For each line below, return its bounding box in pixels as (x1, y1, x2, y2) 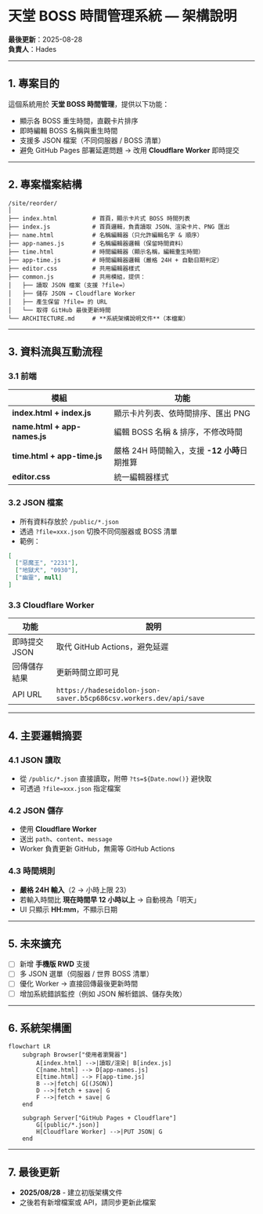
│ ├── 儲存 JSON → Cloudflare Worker (8, 290, 136, 297)
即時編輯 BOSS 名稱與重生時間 (19, 126, 118, 135)
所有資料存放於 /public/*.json (19, 516, 119, 526)
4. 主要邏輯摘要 (8, 729, 82, 742)
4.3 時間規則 (8, 866, 56, 877)
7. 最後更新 (8, 1165, 60, 1179)
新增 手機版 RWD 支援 (19, 959, 90, 969)
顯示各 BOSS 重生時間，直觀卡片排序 (19, 115, 139, 126)
